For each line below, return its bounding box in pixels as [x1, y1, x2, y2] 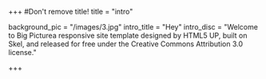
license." [8, 48, 38, 57]
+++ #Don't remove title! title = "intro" [8, 7, 133, 16]
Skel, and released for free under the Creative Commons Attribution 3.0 [8, 39, 244, 49]
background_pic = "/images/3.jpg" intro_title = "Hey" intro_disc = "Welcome [8, 22, 258, 31]
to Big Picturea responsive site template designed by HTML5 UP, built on [8, 31, 248, 40]
